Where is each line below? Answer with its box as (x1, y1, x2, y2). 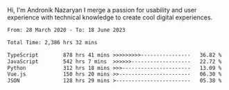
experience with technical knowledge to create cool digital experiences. (7, 13, 213, 21)
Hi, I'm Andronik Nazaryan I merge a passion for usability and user (7, 6, 197, 14)
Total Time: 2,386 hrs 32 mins (7, 39, 98, 46)
